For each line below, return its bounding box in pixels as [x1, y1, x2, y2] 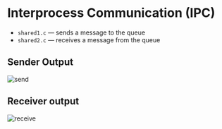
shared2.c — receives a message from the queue [17, 35, 161, 44]
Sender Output [7, 56, 74, 68]
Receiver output [7, 95, 80, 107]
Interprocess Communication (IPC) [7, 5, 216, 21]
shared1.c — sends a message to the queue [17, 28, 146, 37]
